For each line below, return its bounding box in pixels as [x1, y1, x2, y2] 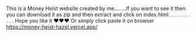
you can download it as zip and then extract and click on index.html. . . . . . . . [6, 11, 191, 18]
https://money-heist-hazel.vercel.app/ [6, 23, 98, 30]
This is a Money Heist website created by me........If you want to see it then [6, 5, 186, 12]
